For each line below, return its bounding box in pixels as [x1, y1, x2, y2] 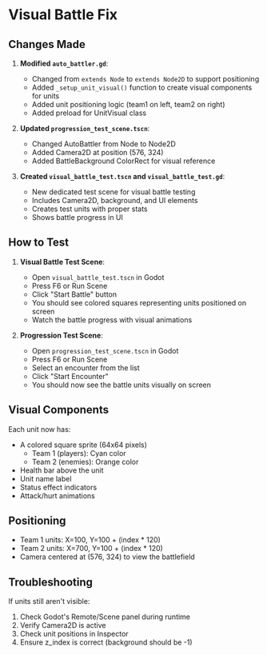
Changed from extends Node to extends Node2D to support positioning [31, 74, 260, 83]
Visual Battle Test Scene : [19, 257, 106, 266]
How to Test [8, 236, 70, 250]
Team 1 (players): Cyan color [31, 448, 126, 457]
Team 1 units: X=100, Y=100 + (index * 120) [19, 535, 161, 545]
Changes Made [8, 38, 86, 51]
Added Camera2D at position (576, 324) [31, 148, 164, 157]
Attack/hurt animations [19, 490, 96, 501]
